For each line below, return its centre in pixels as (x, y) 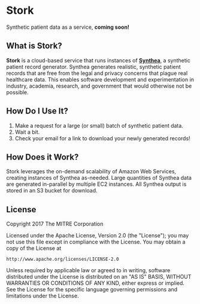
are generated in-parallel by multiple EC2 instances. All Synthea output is (96, 184)
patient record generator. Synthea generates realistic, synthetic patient (93, 67)
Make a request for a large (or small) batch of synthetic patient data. (99, 125)
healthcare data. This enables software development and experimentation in (100, 79)
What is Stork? (34, 46)
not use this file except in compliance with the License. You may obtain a (96, 242)
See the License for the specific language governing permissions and (92, 290)
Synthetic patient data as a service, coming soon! (68, 27)
